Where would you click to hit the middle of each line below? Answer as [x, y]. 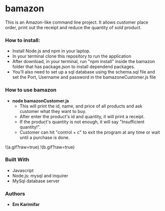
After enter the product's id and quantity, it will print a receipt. [82, 116]
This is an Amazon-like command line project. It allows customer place [77, 22]
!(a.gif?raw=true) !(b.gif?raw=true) [40, 147]
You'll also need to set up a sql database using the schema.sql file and [83, 72]
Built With [17, 160]
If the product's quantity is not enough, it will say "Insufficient [82, 122]
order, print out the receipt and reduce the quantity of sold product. [73, 27]
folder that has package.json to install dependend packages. [74, 67]
